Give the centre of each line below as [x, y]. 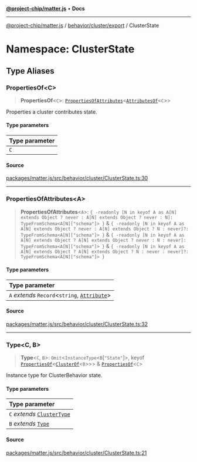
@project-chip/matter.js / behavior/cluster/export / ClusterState [83, 25]
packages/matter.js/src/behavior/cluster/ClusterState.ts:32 [77, 324]
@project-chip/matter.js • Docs [45, 9]
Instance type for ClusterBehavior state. [54, 375]
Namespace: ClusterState [70, 49]
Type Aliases [30, 71]
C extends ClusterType [40, 414]
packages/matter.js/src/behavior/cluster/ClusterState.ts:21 [77, 453]
